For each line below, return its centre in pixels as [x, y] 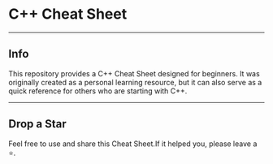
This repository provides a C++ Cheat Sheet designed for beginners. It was [134, 73]
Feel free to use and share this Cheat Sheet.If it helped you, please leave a [133, 144]
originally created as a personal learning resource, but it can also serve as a [135, 82]
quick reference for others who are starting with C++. [98, 91]
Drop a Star [37, 124]
